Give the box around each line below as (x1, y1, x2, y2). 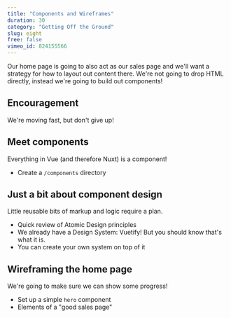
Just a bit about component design (7, 188, 162, 200)
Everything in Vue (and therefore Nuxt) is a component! (7, 155, 167, 163)
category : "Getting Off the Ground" (7, 23, 114, 30)
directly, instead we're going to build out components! (7, 77, 163, 85)
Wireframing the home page (7, 263, 133, 275)
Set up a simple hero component (17, 296, 111, 304)
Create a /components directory (17, 168, 106, 177)
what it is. (17, 235, 45, 244)
